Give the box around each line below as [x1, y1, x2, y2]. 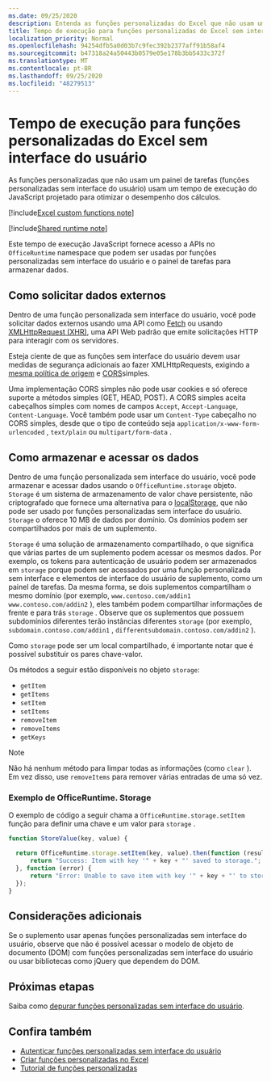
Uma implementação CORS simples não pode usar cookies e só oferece [8, 385, 248, 394]
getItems [19, 691, 50, 699]
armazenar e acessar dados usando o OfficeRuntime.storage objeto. [8, 481, 236, 490]
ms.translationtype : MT [8, 57, 89, 65]
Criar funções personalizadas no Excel [19, 1054, 149, 1064]
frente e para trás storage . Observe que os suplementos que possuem [8, 608, 244, 618]
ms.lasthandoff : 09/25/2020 [8, 72, 103, 80]
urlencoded [8, 429, 45, 437]
